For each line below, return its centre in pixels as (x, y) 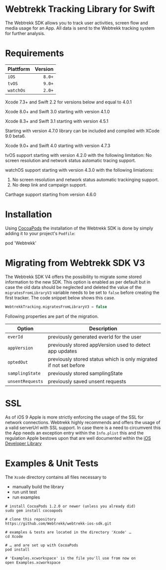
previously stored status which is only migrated (103, 359)
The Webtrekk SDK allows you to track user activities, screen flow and (77, 23)
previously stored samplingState (85, 373)
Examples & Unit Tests (52, 463)
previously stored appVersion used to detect (99, 345)
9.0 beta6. (16, 136)
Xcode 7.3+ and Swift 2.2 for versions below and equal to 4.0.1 (68, 102)
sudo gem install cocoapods (34, 511)
